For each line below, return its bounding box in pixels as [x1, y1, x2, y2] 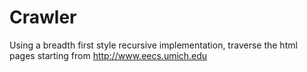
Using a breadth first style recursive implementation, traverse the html [9, 39, 298, 51]
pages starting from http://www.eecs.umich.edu [9, 49, 208, 61]
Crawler [9, 6, 77, 29]
